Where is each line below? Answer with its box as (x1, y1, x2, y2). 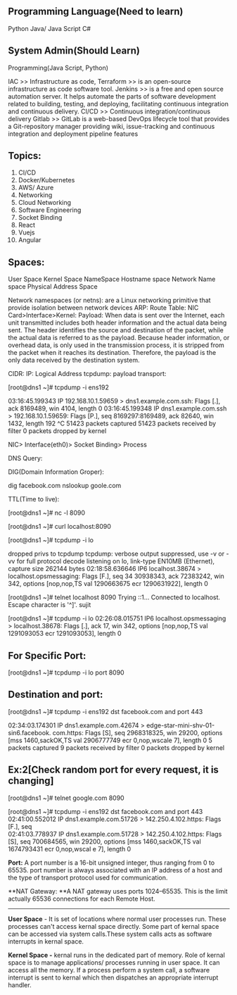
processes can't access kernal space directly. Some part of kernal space (8, 922, 219, 930)
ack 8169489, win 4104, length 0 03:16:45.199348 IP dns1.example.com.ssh (8, 404, 227, 413)
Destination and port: (8, 689, 103, 701)
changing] (8, 775, 54, 787)
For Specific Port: (8, 649, 87, 661)
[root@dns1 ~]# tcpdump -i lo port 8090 (8, 668, 125, 677)
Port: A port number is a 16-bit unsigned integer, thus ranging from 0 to (8, 858, 215, 867)
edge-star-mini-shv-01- (146, 721, 215, 730)
